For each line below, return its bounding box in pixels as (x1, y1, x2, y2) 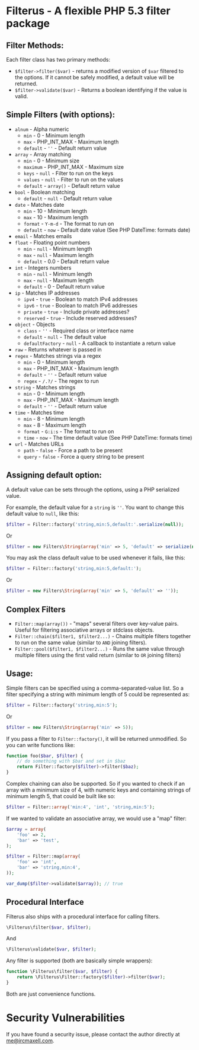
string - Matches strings (14, 383, 76, 390)
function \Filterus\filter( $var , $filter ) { (6, 969, 118, 975)
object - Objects (14, 321, 55, 328)
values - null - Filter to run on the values (23, 176, 123, 183)
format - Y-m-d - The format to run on (23, 220, 114, 227)
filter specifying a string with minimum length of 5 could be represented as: (6, 690, 190, 697)
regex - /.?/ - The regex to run (23, 377, 99, 385)
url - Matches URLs (14, 440, 64, 447)
